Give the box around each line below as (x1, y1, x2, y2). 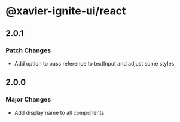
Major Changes (5, 95, 51, 103)
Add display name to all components (14, 109, 105, 116)
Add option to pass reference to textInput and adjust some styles (14, 59, 175, 67)
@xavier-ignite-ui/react (5, 4, 126, 18)
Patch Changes (5, 46, 51, 55)
